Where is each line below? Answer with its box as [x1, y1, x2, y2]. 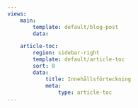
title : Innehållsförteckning [45, 76, 132, 83]
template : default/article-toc [33, 56, 125, 64]
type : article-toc [57, 89, 113, 96]
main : [20, 17, 37, 24]
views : [7, 10, 27, 18]
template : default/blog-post [33, 23, 119, 30]
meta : [45, 82, 62, 89]
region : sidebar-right [33, 49, 100, 56]
